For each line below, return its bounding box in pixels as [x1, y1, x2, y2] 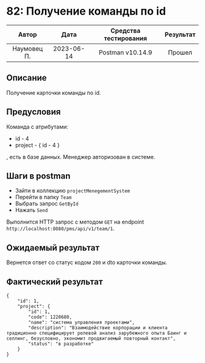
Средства [110, 26, 141, 35]
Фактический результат [6, 276, 103, 287]
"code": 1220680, [28, 314, 72, 320]
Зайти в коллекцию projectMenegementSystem [15, 187, 130, 194]
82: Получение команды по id [6, 4, 167, 18]
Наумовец [12, 44, 43, 53]
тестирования [103, 34, 148, 42]
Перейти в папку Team [15, 194, 72, 201]
